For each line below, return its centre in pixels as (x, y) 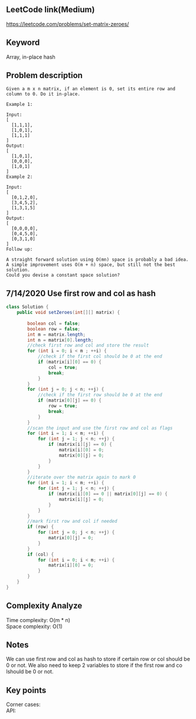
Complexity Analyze (44, 606)
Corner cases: (23, 705)
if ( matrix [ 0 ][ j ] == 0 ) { (69, 401)
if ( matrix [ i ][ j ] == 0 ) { (80, 445)
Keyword (23, 43)
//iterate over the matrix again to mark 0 (81, 477)
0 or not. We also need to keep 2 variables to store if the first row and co (94, 665)
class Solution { (27, 307)
